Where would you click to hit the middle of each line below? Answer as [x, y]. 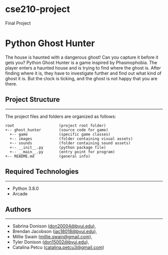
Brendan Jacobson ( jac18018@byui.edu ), [55, 231]
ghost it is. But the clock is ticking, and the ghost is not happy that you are [81, 78]
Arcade [20, 193]
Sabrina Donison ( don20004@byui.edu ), [54, 226]
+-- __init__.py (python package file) [58, 147]
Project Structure [32, 99]
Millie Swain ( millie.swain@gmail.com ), [52, 237]
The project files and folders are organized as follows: [61, 116]
